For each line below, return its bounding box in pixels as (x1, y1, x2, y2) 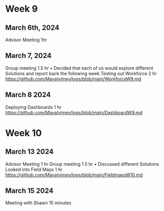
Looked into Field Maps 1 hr (5, 166, 63, 172)
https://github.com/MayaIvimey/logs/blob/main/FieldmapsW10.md (5, 171, 143, 178)
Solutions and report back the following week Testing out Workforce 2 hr (5, 70, 157, 76)
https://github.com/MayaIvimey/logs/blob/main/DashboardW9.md (5, 109, 143, 115)
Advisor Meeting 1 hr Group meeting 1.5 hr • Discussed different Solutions (5, 161, 159, 167)
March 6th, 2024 (5, 23, 60, 32)
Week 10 (5, 127, 42, 139)
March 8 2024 (5, 91, 51, 99)
